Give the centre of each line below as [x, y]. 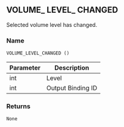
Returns [18, 106]
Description [72, 68]
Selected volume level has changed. [52, 24]
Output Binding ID [72, 88]
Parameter [25, 68]
